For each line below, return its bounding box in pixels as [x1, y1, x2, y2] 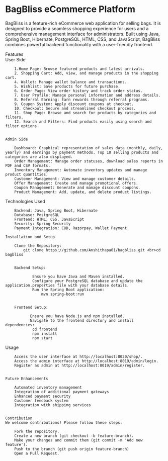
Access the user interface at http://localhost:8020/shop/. [14, 354, 143, 359]
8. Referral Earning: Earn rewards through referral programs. [14, 97, 150, 102]
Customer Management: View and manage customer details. [14, 176, 136, 181]
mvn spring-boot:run [41, 292, 85, 297]
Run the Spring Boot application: [32, 287, 105, 292]
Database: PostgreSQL [14, 212, 59, 217]
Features [5, 51, 24, 57]
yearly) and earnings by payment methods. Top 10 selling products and [5, 150, 158, 155]
